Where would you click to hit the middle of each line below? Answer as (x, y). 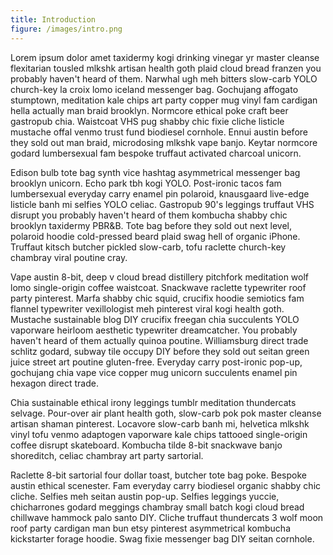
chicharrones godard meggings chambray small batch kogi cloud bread (157, 507)
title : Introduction (53, 19)
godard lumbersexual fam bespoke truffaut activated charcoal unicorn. (156, 153)
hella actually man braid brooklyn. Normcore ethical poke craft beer (149, 110)
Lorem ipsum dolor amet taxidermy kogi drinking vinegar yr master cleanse (165, 57)
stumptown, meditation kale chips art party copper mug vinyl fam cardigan (164, 100)
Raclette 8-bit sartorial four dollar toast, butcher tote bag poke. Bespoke (158, 475)
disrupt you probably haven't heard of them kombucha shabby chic (149, 215)
